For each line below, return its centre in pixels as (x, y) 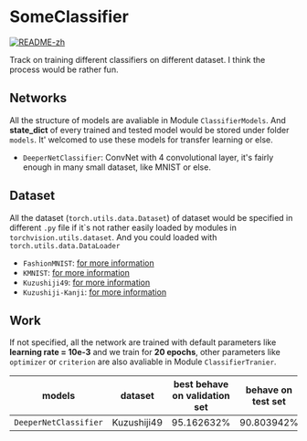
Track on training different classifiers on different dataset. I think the (138, 59)
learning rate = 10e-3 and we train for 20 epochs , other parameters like (145, 352)
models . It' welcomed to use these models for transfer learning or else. (141, 140)
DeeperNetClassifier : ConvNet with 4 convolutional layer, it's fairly (148, 157)
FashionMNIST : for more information (88, 263)
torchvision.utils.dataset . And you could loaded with (113, 237)
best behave (201, 384)
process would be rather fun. (64, 69)
